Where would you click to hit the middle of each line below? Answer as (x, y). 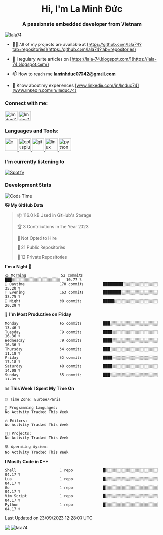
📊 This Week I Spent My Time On (40, 388)
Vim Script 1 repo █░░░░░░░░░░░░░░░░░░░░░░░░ (82, 496)
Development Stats (28, 185)
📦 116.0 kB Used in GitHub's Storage (54, 215)
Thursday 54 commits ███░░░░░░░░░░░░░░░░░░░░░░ (82, 349)
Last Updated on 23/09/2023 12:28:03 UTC (49, 518)
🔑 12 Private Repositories (42, 257)
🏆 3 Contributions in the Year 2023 (53, 226)
